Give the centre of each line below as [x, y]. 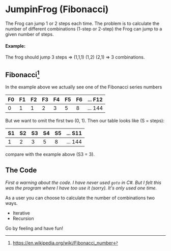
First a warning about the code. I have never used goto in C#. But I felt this [83, 182]
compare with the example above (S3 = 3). [50, 154]
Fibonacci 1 [22, 74]
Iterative [21, 213]
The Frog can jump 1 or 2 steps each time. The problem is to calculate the [82, 23]
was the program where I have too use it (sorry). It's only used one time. [81, 188]
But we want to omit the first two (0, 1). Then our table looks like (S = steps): [85, 120]
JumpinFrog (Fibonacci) [57, 9]
